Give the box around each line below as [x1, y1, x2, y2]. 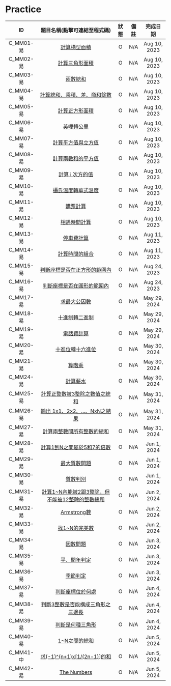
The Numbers [59, 668, 93, 675]
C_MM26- [8, 407, 34, 414]
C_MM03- [8, 71, 34, 78]
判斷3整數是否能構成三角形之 [41, 601, 111, 608]
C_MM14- [8, 246, 34, 253]
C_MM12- [8, 214, 34, 221]
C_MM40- [8, 633, 34, 640]
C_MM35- [8, 552, 34, 559]
